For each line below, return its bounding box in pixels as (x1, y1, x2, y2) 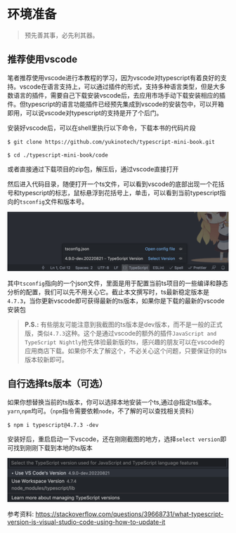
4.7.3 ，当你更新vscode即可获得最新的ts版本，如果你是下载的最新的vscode (7, 296, 225, 305)
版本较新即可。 (24, 355, 68, 364)
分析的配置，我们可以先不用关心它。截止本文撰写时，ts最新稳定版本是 (7, 288, 209, 296)
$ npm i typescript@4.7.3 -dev (7, 421, 99, 428)
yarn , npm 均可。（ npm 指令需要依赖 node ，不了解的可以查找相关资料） (7, 407, 198, 415)
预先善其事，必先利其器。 (24, 31, 99, 39)
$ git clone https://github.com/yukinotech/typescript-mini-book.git (7, 138, 216, 145)
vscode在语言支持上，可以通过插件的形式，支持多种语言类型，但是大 (19, 82, 220, 91)
